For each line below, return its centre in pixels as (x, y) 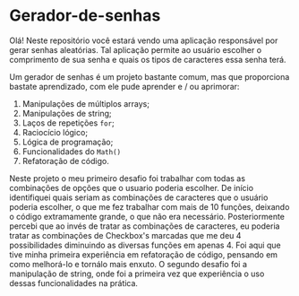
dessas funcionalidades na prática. (74, 283)
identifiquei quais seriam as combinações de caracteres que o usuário (139, 197)
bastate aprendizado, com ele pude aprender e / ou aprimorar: (124, 86)
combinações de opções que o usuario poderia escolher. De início (131, 187)
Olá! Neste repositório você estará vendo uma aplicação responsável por (144, 40)
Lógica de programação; (68, 142)
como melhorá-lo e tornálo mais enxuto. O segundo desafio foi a (128, 264)
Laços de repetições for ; (68, 123)
